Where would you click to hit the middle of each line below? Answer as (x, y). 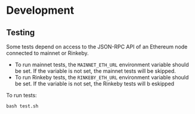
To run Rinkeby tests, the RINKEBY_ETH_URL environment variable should (102, 77)
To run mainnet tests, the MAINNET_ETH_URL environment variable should (102, 64)
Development (40, 10)
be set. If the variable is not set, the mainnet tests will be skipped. (95, 71)
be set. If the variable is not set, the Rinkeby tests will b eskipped (95, 84)
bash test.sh (22, 106)
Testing (21, 33)
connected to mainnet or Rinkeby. (48, 53)
